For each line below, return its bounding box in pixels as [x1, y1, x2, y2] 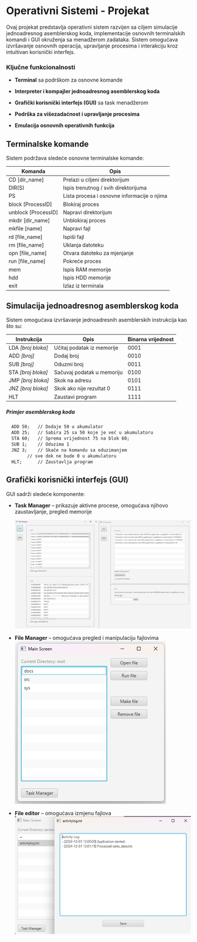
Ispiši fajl [63, 233, 84, 240]
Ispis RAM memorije [63, 266, 111, 273]
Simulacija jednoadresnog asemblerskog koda [6, 301, 179, 310]
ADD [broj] [8, 352, 35, 359]
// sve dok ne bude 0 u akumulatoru [27, 453, 117, 459]
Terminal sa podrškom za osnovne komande [14, 76, 123, 83]
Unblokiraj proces [63, 217, 106, 224]
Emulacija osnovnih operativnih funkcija [14, 122, 115, 129]
